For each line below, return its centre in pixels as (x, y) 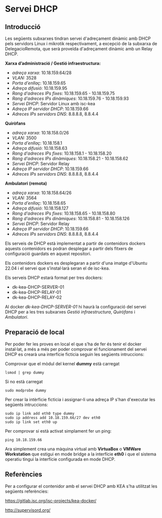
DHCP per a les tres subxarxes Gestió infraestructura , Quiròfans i (70, 312)
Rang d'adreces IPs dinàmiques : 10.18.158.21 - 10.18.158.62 (70, 158)
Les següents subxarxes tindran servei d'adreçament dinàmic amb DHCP (78, 38)
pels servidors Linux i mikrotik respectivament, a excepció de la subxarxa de (81, 44)
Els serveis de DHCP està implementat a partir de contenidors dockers (75, 243)
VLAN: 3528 (24, 78)
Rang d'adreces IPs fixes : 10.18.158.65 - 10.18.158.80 (64, 213)
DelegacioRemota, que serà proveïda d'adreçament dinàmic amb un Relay (79, 49)
